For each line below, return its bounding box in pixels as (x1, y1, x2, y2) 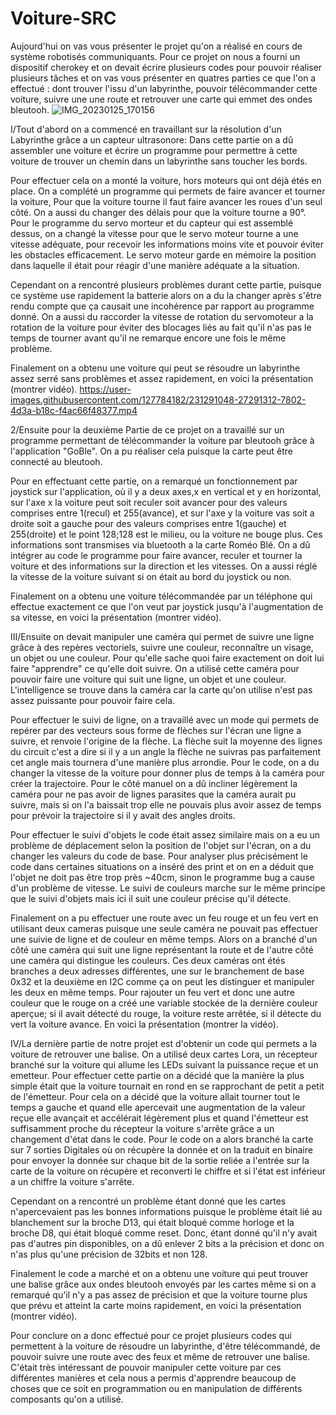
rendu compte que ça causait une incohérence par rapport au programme (10, 300, 315, 312)
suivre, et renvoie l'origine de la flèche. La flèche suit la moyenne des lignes (10, 735, 323, 747)
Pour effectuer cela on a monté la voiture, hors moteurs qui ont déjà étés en (10, 174, 322, 186)
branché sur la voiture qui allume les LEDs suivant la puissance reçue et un (10, 1058, 319, 1071)
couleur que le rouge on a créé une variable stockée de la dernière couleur (10, 997, 318, 1009)
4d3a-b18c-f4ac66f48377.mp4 (10, 404, 138, 416)
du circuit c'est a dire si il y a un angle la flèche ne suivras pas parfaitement (10, 745, 322, 757)
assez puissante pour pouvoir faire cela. (10, 694, 176, 706)
